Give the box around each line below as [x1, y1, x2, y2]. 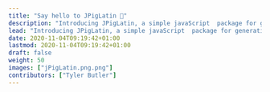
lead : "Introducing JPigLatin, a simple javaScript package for [8, 26, 231, 34]
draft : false [8, 49, 52, 57]
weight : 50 [8, 57, 45, 65]
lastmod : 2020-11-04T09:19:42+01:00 [8, 42, 131, 50]
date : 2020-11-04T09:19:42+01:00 [8, 34, 121, 42]
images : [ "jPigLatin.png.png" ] [8, 64, 113, 72]
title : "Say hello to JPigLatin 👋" [8, 11, 128, 20]
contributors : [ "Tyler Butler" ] [8, 71, 117, 79]
